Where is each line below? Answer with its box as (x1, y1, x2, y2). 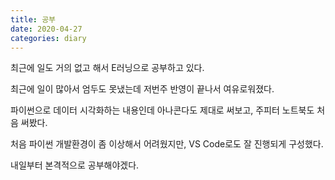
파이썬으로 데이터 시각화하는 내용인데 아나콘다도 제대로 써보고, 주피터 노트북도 (10, 104, 315, 116)
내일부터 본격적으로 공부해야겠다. (10, 159, 140, 171)
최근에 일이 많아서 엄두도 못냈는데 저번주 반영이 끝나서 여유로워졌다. (10, 83, 275, 95)
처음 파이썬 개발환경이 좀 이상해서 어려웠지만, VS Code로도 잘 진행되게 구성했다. (10, 138, 324, 150)
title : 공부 (10, 14, 57, 25)
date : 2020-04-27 (10, 24, 83, 34)
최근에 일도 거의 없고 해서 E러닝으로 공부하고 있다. (10, 62, 205, 74)
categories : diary (10, 33, 87, 43)
